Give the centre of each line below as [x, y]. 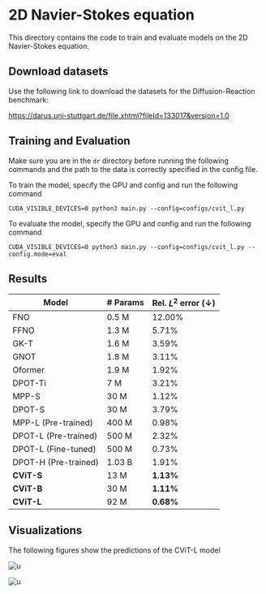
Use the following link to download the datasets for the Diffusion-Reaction [132, 91]
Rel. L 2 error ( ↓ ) [184, 303]
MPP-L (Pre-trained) [53, 422]
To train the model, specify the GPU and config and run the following [123, 185]
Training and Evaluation [70, 141]
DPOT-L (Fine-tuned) [54, 449]
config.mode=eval [38, 254]
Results [28, 279]
